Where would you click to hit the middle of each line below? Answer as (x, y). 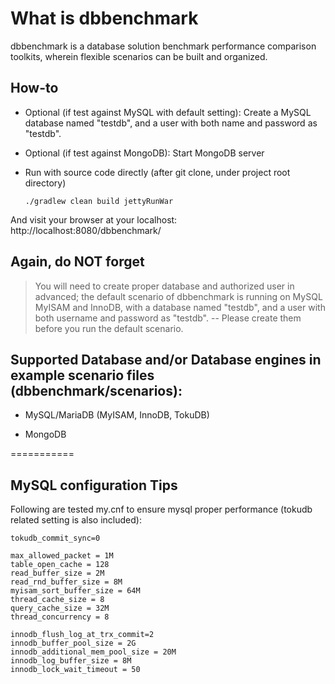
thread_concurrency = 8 (60, 617)
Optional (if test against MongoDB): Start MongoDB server (144, 153)
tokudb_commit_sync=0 (55, 538)
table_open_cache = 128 (60, 565)
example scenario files (82, 375)
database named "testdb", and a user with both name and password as (171, 123)
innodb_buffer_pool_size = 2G (73, 643)
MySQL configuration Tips (94, 485)
